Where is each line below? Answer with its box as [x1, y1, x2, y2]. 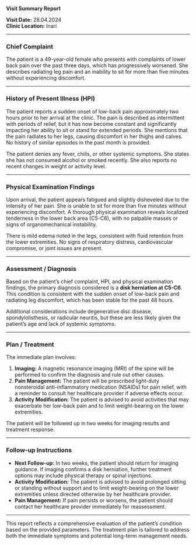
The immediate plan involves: [6, 354, 76, 361]
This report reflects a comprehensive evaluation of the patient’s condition [6, 520, 183, 527]
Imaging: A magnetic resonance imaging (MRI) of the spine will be [14, 365, 174, 372]
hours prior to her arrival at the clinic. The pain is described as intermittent [6, 114, 185, 121]
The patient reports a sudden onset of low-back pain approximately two [6, 108, 179, 115]
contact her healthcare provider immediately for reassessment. [14, 503, 166, 510]
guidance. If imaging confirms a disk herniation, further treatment [14, 465, 172, 472]
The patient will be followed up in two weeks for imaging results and [6, 420, 170, 427]
